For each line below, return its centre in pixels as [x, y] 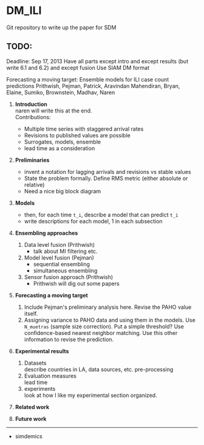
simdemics [29, 436]
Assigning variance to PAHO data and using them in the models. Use [110, 320]
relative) [34, 185]
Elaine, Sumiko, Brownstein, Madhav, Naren [61, 92]
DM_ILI [24, 11]
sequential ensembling [61, 264]
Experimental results [42, 351]
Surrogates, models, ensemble [63, 142]
